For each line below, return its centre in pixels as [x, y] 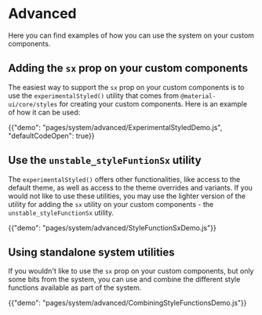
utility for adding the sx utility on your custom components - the [111, 204]
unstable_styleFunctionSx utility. [61, 212]
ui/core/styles [33, 104]
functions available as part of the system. [75, 288]
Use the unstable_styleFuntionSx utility [105, 160]
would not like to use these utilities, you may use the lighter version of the [127, 196]
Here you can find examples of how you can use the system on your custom [131, 35]
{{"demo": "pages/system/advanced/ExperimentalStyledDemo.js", [115, 127]
